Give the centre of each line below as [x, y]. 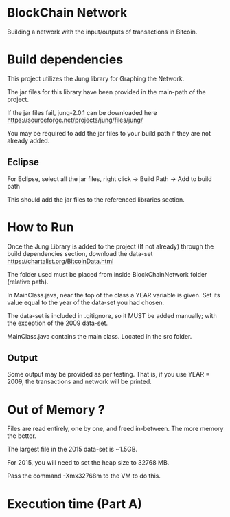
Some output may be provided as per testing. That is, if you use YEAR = [108, 374]
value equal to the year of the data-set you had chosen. [86, 302]
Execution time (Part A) [74, 504]
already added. [28, 140]
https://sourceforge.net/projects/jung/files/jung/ [75, 120]
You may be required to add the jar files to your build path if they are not [109, 133]
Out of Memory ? [56, 409]
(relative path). [28, 282]
